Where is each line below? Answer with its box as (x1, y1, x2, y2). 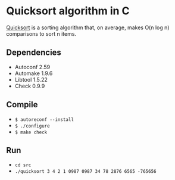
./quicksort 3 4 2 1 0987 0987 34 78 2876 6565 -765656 (14, 169, 157, 175)
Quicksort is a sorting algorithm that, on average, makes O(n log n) (6, 24, 170, 31)
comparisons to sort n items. (6, 30, 76, 37)
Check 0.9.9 (14, 82, 45, 89)
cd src (14, 162, 32, 168)
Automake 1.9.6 (14, 70, 53, 77)
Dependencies (6, 48, 61, 58)
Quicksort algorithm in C (6, 4, 130, 18)
